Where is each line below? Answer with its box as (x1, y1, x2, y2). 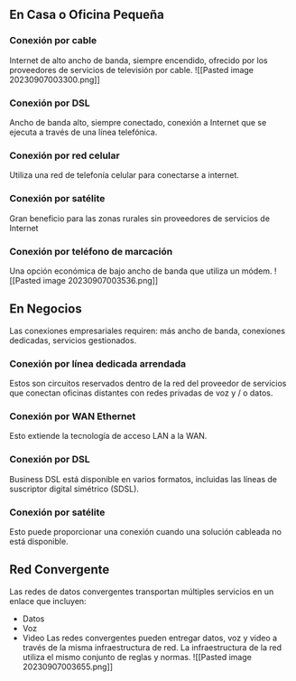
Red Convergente (9, 562, 110, 577)
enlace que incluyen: (9, 595, 88, 606)
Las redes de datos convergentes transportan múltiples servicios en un (9, 586, 274, 597)
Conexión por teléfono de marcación (9, 245, 173, 257)
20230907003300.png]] (9, 74, 101, 85)
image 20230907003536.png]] (42, 275, 159, 285)
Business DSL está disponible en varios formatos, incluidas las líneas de (9, 473, 278, 484)
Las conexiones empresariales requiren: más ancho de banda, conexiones (9, 325, 286, 336)
